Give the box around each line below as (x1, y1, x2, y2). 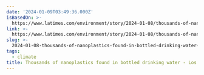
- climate (12, 54, 36, 60)
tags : (6, 48, 20, 54)
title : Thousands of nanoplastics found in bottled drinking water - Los (6, 59, 197, 65)
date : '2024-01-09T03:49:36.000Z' (6, 8, 94, 15)
